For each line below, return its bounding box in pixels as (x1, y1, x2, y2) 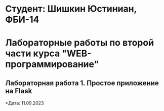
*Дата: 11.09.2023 (5, 100, 44, 106)
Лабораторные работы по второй (5, 37, 154, 49)
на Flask (5, 87, 32, 95)
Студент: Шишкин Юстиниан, (5, 3, 137, 15)
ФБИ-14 (5, 14, 39, 25)
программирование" (5, 59, 99, 70)
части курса (5, 48, 60, 59)
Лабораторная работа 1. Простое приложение (5, 79, 159, 87)
